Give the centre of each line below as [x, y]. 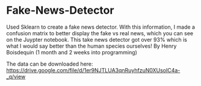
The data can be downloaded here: [50, 64]
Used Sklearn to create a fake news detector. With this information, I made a [101, 27]
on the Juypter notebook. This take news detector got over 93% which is [97, 39]
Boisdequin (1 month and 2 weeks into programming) [72, 52]
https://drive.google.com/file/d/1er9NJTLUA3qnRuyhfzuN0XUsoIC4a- [93, 70]
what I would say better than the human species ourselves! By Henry [91, 46]
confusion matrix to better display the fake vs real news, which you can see [100, 33]
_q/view [16, 76]
